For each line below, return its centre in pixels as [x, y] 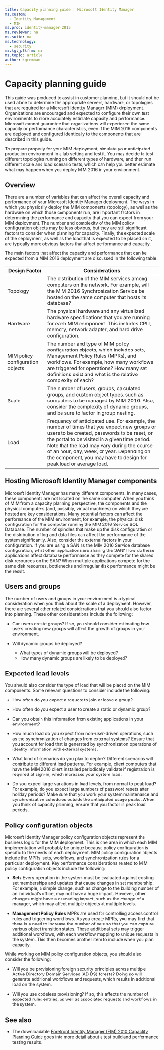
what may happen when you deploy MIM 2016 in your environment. [73, 170]
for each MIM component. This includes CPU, [99, 323]
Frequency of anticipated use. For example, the [101, 421]
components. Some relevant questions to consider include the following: [78, 690]
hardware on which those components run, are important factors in [72, 212]
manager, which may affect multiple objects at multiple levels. [74, 904]
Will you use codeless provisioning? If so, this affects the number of [80, 994]
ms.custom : [16, 14]
